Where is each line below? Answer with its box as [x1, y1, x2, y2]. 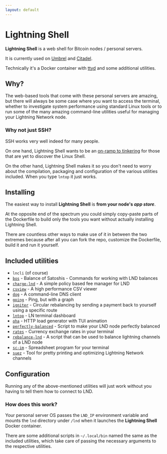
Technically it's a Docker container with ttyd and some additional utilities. [5, 65, 156, 71]
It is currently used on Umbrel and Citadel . [5, 55, 93, 61]
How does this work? [5, 401, 58, 408]
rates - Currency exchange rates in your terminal [12, 329, 114, 335]
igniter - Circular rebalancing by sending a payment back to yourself [12, 302, 156, 308]
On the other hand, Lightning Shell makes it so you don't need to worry [5, 163, 151, 169]
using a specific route [12, 307, 58, 314]
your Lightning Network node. [5, 114, 67, 120]
